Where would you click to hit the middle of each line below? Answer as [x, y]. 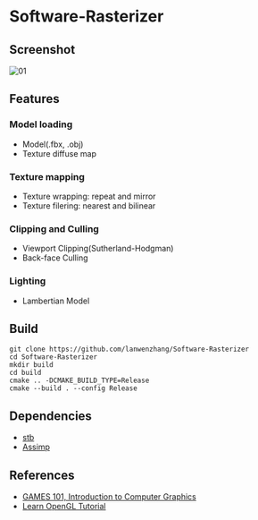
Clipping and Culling [54, 228]
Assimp [36, 447]
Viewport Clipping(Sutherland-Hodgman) [98, 249]
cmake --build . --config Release [74, 388]
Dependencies [50, 416]
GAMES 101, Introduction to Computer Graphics [109, 497]
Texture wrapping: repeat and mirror [89, 196]
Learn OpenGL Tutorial [64, 507]
